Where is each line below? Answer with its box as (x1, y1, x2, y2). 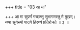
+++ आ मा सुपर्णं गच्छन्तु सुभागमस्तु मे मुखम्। (5, 14, 76, 19)
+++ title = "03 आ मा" (5, 4, 47, 10)
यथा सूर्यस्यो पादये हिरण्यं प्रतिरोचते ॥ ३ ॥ (5, 19, 69, 25)
